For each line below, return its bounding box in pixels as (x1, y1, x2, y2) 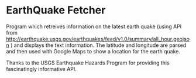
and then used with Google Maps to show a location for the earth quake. (6, 48, 180, 55)
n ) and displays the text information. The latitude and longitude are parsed (6, 42, 187, 49)
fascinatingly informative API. (6, 65, 77, 72)
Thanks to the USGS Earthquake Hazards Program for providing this (6, 59, 170, 66)
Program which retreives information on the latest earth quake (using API (6, 23, 182, 30)
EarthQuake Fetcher (6, 4, 106, 17)
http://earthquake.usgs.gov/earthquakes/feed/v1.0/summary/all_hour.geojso (6, 35, 190, 42)
